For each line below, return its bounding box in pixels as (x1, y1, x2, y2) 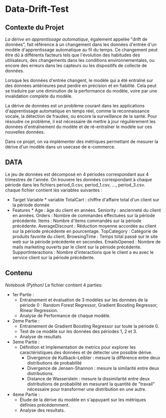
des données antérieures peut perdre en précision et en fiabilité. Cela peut (5, 83, 157, 89)
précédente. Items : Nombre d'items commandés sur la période (12, 218, 142, 224)
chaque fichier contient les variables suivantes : (5, 187, 102, 193)
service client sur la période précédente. (12, 254, 95, 260)
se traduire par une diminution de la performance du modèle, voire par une (5, 88, 157, 93)
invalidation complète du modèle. (5, 93, 73, 99)
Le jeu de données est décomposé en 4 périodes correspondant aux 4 (5, 171, 149, 177)
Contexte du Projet (5, 23, 64, 32)
